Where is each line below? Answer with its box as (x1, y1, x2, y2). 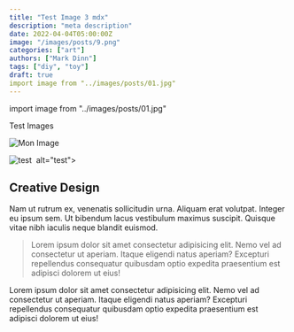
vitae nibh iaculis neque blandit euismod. (9, 222, 159, 233)
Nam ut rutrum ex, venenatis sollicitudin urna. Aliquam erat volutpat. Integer (9, 204, 285, 214)
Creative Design (9, 181, 100, 196)
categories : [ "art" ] (9, 46, 86, 55)
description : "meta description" (9, 21, 133, 30)
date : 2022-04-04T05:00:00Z (9, 29, 113, 38)
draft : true (9, 71, 53, 80)
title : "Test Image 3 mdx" (9, 12, 109, 22)
